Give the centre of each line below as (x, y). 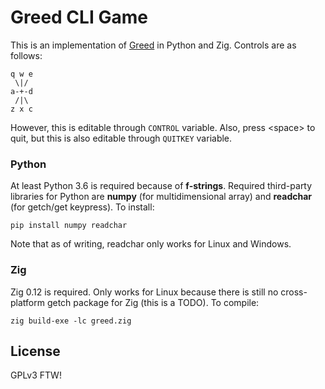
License (35, 351)
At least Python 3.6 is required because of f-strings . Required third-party (161, 186)
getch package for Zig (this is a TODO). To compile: (153, 302)
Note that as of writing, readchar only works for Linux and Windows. (151, 244)
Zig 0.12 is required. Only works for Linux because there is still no (144, 292)
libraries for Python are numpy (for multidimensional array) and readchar (161, 197)
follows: (26, 55)
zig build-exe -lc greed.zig (71, 321)
